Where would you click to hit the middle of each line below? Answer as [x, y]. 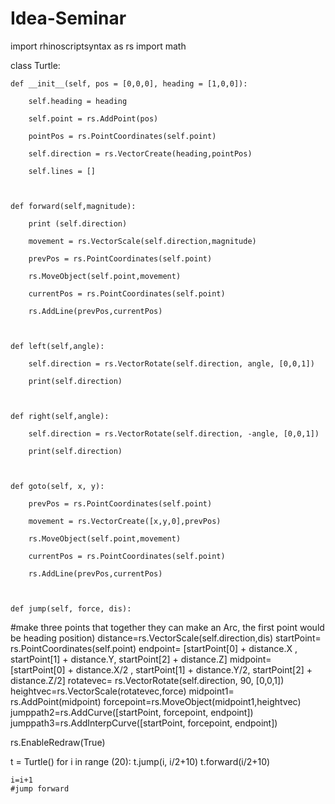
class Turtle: [35, 65]
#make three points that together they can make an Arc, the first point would [167, 627]
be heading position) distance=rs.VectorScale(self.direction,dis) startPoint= [166, 638]
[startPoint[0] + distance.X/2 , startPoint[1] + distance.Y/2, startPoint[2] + [161, 669]
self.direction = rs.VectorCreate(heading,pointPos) [140, 153]
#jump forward [40, 788]
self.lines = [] [62, 171]
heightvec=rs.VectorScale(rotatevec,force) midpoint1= [122, 691]
